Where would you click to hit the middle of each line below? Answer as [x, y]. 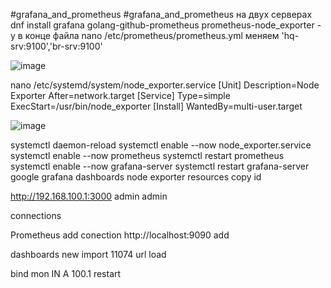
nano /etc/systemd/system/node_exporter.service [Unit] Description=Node [165, 85]
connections [36, 215]
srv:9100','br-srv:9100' [56, 46]
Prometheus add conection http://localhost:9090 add [120, 235]
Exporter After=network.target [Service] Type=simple [120, 95]
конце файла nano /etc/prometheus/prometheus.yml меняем [152, 35]
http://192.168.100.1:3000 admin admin [89, 196]
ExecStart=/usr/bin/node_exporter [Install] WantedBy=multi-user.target [156, 106]
